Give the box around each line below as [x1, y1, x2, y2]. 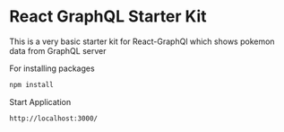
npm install [9, 80, 54, 89]
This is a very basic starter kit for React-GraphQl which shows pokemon [9, 36, 275, 47]
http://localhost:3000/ [9, 114, 99, 123]
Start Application [9, 96, 72, 107]
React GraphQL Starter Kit [9, 6, 208, 27]
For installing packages [9, 63, 96, 74]
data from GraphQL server [9, 45, 107, 56]
